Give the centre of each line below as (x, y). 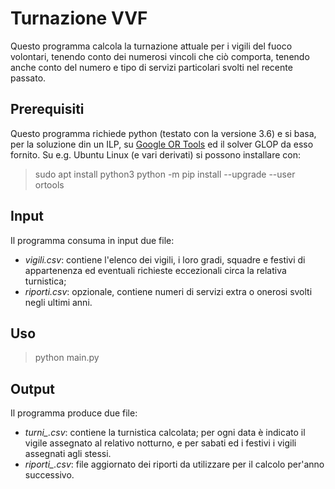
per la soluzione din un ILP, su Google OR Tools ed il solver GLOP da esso (162, 144)
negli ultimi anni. (58, 302)
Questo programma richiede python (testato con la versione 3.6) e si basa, (163, 133)
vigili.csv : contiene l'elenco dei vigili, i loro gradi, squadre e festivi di (165, 259)
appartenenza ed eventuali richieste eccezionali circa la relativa (155, 270)
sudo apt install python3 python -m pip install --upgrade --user (165, 174)
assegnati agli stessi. (68, 454)
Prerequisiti (47, 109)
